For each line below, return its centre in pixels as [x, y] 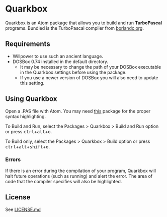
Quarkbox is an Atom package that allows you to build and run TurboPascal [84, 23]
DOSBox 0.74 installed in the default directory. [60, 62]
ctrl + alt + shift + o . [28, 146]
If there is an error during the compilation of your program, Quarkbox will [80, 171]
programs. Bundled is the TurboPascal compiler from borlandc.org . [75, 28]
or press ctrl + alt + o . [29, 131]
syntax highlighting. [26, 116]
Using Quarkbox [31, 99]
